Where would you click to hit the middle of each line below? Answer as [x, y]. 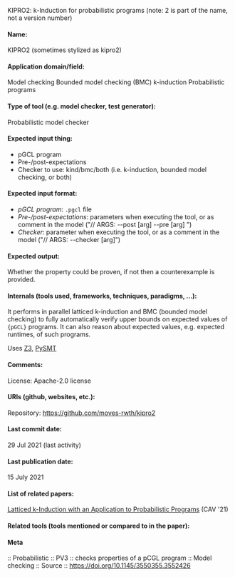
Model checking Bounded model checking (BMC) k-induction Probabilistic [116, 82]
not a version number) [40, 18]
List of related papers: [41, 493]
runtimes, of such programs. [49, 334]
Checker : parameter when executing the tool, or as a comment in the [119, 232]
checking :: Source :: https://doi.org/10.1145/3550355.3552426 [99, 566]
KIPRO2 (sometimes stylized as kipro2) [65, 50]
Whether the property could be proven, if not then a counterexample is [111, 272]
